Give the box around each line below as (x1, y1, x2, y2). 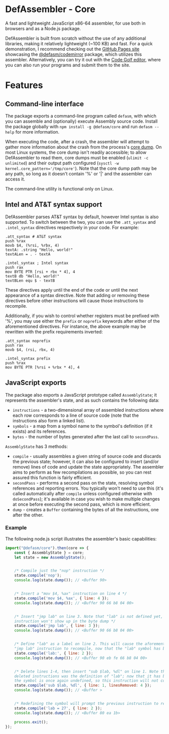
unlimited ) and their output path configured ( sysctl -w (5, 160, 119, 166)
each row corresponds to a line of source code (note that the (12, 412, 139, 418)
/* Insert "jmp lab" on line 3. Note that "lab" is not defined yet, (14, 614, 163, 619)
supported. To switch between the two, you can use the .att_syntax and (5, 219, 156, 225)
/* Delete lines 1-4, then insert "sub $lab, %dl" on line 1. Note (14, 669, 158, 674)
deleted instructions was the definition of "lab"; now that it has (14, 674, 161, 679)
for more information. (15, 129, 59, 135)
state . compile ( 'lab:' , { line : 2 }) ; (14, 651, 94, 656)
